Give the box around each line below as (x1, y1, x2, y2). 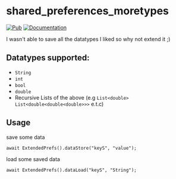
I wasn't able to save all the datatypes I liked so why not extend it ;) (6, 35, 171, 42)
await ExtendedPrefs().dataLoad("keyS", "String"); (6, 167, 137, 173)
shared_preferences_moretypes (6, 4, 169, 18)
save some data (6, 133, 45, 141)
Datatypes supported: (6, 53, 90, 63)
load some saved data (6, 155, 61, 162)
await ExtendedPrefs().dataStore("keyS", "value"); (6, 145, 137, 151)
